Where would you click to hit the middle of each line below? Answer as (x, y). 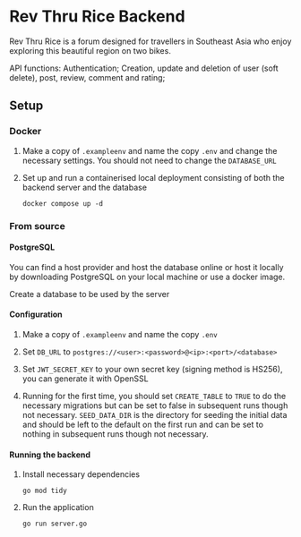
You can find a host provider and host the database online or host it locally (146, 267)
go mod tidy (44, 491)
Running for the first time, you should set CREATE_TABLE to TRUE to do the (154, 396)
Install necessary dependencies (81, 474)
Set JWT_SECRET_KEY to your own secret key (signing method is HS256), (152, 369)
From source (37, 226)
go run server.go (55, 524)
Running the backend (50, 455)
